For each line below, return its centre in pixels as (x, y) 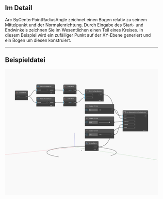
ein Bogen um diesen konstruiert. (38, 40)
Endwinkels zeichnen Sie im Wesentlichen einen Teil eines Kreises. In (74, 30)
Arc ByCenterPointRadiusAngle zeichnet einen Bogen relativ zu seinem (76, 19)
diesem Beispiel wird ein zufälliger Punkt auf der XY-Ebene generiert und (78, 35)
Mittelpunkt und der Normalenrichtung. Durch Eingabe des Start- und (74, 25)
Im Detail (19, 8)
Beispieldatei (25, 60)
